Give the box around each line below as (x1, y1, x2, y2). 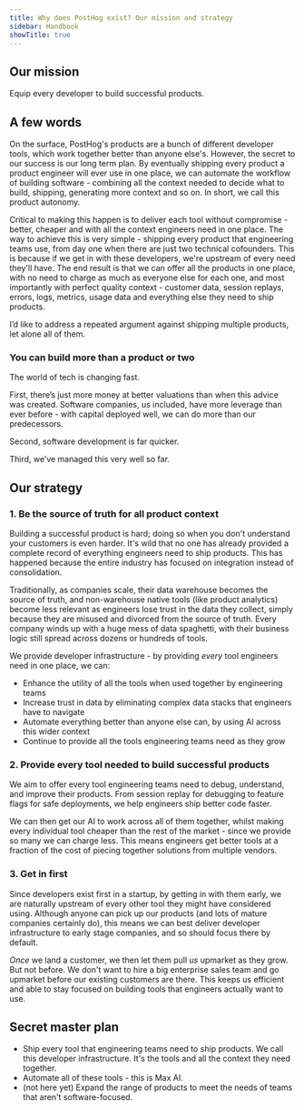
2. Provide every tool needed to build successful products (9, 758, 270, 771)
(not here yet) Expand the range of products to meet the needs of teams (22, 1082, 293, 1093)
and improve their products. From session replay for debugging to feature (9, 789, 284, 800)
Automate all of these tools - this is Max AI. (22, 1073, 184, 1084)
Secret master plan (9, 1019, 120, 1034)
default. (9, 936, 39, 947)
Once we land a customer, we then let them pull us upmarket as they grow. (9, 954, 289, 965)
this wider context (22, 725, 91, 737)
